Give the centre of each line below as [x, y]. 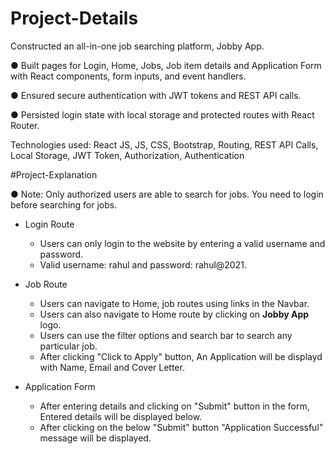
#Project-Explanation [54, 174]
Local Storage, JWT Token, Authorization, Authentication [127, 155]
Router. [25, 125]
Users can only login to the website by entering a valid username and [182, 243]
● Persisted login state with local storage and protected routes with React [162, 114]
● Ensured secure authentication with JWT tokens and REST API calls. [156, 95]
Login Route [49, 224]
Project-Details [74, 18]
